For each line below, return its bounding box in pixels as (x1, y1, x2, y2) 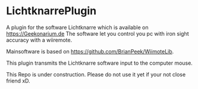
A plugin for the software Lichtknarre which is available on (6, 24, 149, 31)
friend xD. (6, 77, 31, 84)
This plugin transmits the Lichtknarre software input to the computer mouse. (6, 59, 193, 66)
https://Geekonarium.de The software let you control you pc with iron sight (6, 30, 189, 37)
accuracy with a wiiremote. (6, 36, 73, 43)
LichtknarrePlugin (6, 4, 97, 18)
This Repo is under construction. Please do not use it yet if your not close (6, 71, 186, 78)
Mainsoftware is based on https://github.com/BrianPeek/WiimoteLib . (6, 47, 174, 55)
